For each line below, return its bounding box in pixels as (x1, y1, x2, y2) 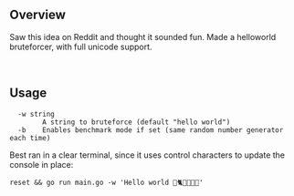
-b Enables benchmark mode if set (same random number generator (17, 125, 284, 135)
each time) (9, 133, 51, 142)
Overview (9, 7, 67, 23)
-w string (17, 109, 55, 119)
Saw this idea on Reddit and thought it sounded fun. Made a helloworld (9, 31, 277, 42)
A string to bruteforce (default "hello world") (42, 118, 231, 127)
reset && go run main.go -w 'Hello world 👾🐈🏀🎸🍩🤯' (9, 178, 204, 187)
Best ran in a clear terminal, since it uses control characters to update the (9, 150, 286, 160)
